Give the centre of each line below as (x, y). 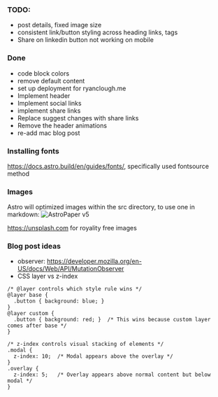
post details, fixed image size (59, 25)
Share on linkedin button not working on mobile (85, 40)
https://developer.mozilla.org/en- (94, 261)
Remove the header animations (62, 125)
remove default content (51, 81)
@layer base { (28, 295)
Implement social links (49, 103)
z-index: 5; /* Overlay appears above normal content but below (112, 375)
